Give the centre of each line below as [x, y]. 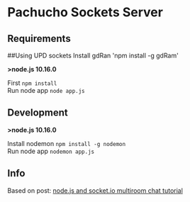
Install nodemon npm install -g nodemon [67, 143]
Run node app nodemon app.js [51, 151]
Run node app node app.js [46, 90]
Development [38, 113]
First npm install [32, 83]
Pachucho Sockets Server [85, 12]
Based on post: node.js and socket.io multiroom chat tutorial [95, 190]
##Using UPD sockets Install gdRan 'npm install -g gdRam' [93, 55]
